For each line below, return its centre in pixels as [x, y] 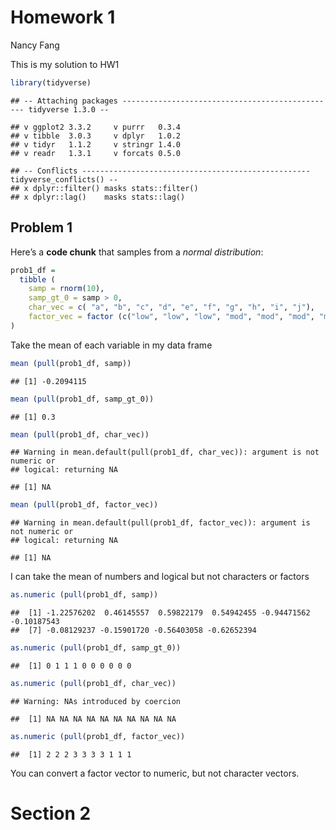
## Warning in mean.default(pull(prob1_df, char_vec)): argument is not [165, 452]
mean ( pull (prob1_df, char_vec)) [80, 434]
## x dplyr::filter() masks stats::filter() [104, 188]
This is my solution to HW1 [65, 64]
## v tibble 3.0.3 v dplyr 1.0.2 [96, 136]
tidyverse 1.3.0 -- [69, 109]
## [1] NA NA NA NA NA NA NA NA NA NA [93, 719]
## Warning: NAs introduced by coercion [96, 701]
